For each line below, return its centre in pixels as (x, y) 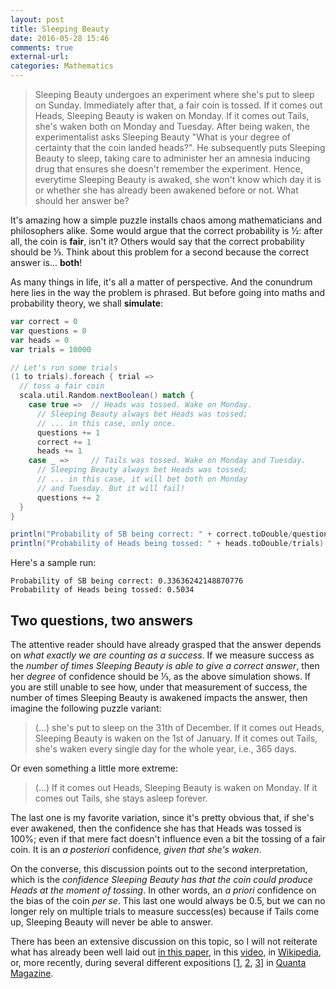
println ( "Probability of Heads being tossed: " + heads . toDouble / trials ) (167, 544)
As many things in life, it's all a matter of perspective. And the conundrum (161, 282)
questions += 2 (68, 497)
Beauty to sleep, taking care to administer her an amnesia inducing (172, 158)
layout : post (37, 19)
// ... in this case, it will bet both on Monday (142, 479)
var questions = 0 (48, 331)
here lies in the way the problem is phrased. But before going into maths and (168, 292)
